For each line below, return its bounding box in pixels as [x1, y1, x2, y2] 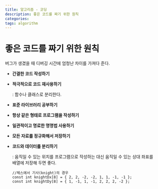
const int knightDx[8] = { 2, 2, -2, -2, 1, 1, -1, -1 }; [12, 175, 132, 180]
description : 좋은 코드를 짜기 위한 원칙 [5, 12, 79, 17]
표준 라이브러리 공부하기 [12, 102, 58, 108]
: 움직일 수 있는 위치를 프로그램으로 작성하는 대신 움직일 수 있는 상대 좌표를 [12, 154, 154, 160]
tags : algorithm [5, 21, 38, 26]
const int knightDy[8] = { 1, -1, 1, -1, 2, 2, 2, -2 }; [12, 179, 130, 184]
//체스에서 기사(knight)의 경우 [12, 170, 69, 176]
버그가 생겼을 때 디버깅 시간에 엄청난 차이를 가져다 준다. [5, 61, 110, 66]
